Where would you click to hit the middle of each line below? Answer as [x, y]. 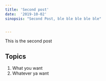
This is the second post [29, 41]
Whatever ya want [30, 73]
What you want [27, 68]
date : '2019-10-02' [26, 14]
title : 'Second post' [27, 10]
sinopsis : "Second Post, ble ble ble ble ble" [53, 19]
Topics [16, 56]
